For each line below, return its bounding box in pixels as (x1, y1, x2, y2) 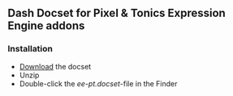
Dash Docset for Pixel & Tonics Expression (7, 6, 227, 20)
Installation (7, 44, 54, 55)
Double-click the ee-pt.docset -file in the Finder (19, 78, 178, 88)
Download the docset (19, 61, 92, 71)
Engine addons (7, 19, 85, 33)
